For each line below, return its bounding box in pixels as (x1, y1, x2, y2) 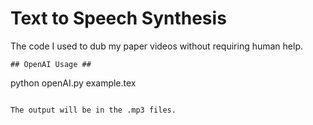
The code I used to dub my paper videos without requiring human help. (10, 40, 304, 52)
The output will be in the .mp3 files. (10, 105, 177, 115)
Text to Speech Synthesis (10, 7, 227, 30)
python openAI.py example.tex (10, 77, 137, 89)
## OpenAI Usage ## (10, 59, 92, 69)
